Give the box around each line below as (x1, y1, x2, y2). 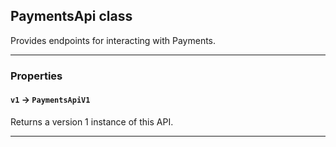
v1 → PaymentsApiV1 (10, 94, 91, 106)
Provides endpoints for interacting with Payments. (10, 34, 217, 46)
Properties (10, 69, 63, 83)
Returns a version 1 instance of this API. (10, 115, 174, 128)
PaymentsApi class (10, 8, 133, 25)
